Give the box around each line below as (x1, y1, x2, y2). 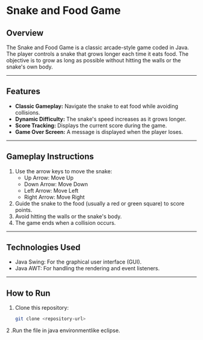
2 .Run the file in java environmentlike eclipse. (6, 327, 121, 334)
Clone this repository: (14, 304, 69, 312)
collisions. (14, 108, 40, 116)
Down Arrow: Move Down (24, 180, 88, 188)
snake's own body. (6, 63, 53, 70)
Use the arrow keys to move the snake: (14, 167, 112, 175)
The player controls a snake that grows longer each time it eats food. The (6, 50, 189, 58)
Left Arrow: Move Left (24, 187, 79, 194)
